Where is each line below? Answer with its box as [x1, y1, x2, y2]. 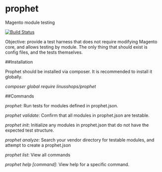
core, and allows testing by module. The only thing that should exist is [5, 44, 148, 50]
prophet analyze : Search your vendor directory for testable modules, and [5, 137, 155, 143]
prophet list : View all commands [5, 152, 71, 158]
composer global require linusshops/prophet [5, 83, 96, 89]
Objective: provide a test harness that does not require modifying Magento [5, 38, 158, 45]
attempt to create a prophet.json [5, 142, 71, 148]
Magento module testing [5, 19, 55, 25]
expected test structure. [5, 127, 54, 133]
